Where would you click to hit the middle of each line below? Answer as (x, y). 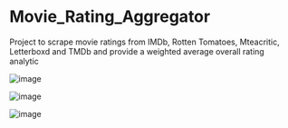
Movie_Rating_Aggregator (110, 17)
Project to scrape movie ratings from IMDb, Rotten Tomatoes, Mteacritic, (144, 42)
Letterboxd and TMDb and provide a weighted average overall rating (137, 51)
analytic (24, 61)
